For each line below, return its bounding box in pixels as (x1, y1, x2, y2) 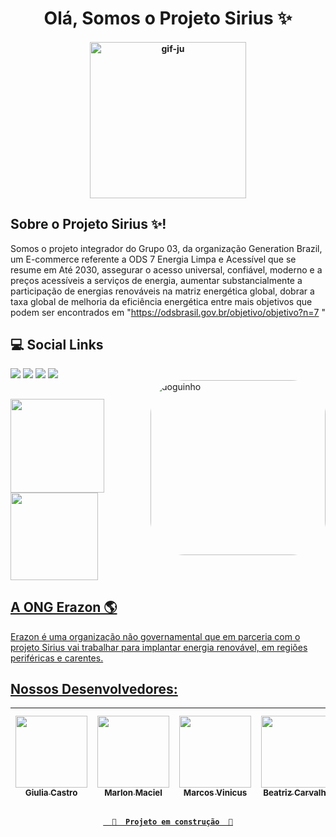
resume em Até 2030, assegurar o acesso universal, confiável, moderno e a (10, 263, 323, 276)
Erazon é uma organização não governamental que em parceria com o (10, 630, 301, 642)
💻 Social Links (10, 336, 104, 353)
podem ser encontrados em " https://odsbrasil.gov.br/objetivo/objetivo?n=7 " (10, 306, 326, 318)
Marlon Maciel (104, 787, 163, 799)
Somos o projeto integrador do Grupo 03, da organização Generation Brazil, (10, 242, 323, 254)
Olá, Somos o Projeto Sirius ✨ (43, 7, 293, 30)
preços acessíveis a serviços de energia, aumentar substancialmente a (10, 274, 303, 286)
